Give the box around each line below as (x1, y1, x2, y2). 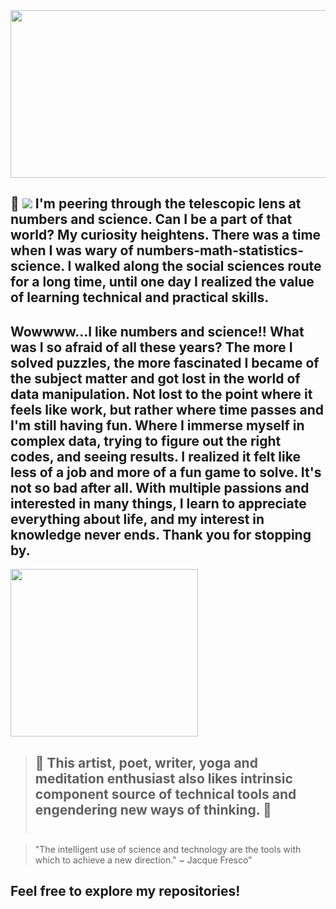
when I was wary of (10, 242, 134, 259)
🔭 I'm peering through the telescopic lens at (10, 195, 302, 213)
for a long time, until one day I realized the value (10, 274, 315, 291)
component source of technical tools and (34, 785, 297, 803)
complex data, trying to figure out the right (10, 432, 282, 449)
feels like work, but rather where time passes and (10, 401, 324, 418)
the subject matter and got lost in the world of (10, 370, 301, 387)
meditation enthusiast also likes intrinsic (34, 770, 293, 787)
